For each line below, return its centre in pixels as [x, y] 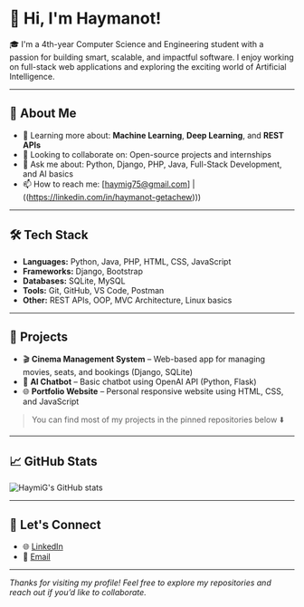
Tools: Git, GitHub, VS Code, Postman [93, 290]
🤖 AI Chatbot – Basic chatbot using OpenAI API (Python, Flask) [139, 382]
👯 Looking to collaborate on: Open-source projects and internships [147, 154]
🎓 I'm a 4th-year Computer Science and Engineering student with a [137, 43]
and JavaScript [51, 401]
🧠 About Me [43, 114]
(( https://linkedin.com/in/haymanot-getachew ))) [112, 197]
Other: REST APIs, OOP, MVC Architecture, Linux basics [127, 300]
